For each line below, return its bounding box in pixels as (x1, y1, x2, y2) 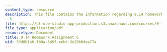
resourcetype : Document (5, 30, 55, 35)
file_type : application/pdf (5, 26, 64, 31)
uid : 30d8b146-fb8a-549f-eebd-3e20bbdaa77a (5, 40, 97, 45)
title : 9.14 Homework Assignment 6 (5, 35, 79, 40)
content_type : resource (5, 7, 55, 12)
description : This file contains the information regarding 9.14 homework (5, 12, 164, 17)
